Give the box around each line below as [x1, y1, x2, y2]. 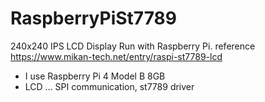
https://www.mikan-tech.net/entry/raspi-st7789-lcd [10, 50, 223, 62]
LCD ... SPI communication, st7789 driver [24, 80, 195, 92]
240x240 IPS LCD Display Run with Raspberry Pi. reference [10, 40, 256, 52]
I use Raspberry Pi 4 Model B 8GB [24, 70, 166, 82]
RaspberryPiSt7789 [10, 7, 177, 30]
